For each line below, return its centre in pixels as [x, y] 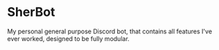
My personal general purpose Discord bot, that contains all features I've [110, 31]
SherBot [31, 12]
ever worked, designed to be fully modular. [68, 38]
